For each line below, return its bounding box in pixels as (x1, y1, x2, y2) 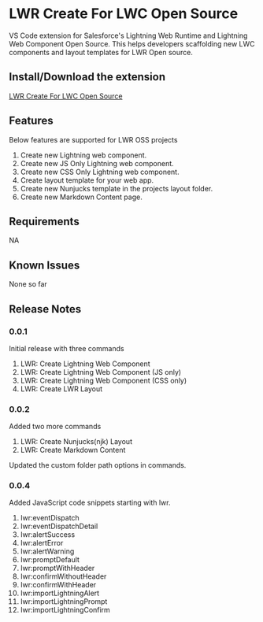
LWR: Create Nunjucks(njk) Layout (20, 437, 133, 446)
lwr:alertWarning (20, 546, 75, 556)
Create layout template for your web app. (20, 175, 154, 185)
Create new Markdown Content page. (20, 192, 143, 202)
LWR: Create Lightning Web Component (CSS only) (20, 376, 187, 385)
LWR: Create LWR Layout (20, 383, 103, 394)
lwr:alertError (20, 539, 64, 548)
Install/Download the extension (9, 70, 166, 83)
